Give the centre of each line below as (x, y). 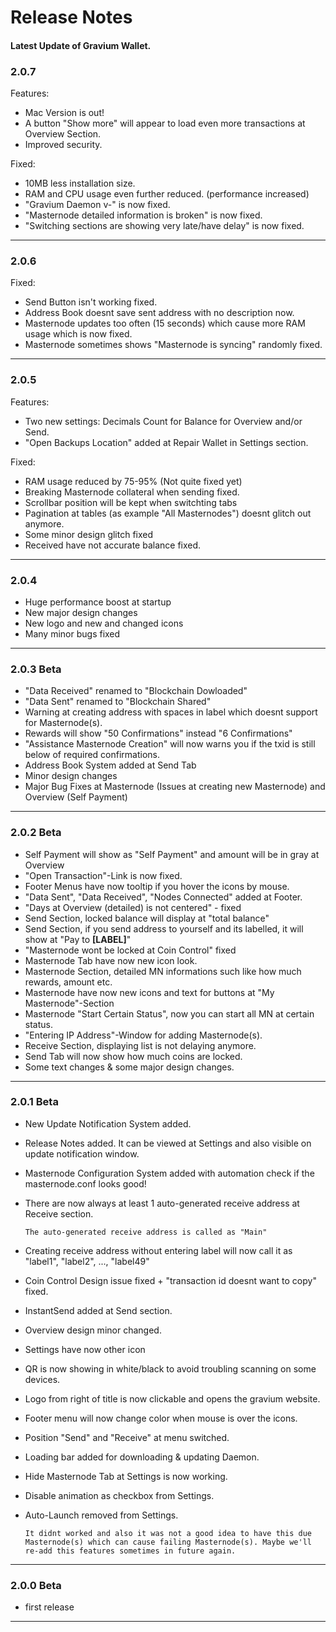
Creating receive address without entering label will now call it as (158, 1250)
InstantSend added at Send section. (98, 1310)
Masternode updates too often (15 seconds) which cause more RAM (165, 323)
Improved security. (63, 145)
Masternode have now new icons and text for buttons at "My (149, 992)
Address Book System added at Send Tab (110, 765)
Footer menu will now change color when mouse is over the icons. (161, 1418)
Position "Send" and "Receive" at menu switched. (127, 1437)
